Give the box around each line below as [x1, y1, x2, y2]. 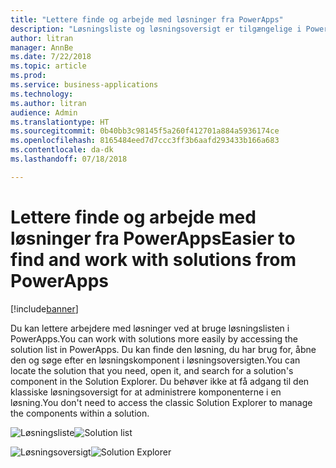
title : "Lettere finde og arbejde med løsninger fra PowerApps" [10, 14, 284, 25]
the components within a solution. [10, 407, 150, 419]
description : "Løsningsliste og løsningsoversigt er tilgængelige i [10, 24, 302, 34]
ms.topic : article [10, 61, 87, 71]
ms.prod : [10, 71, 47, 81]
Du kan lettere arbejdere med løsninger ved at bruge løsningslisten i [10, 322, 290, 334]
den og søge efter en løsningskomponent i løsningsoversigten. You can [10, 354, 301, 366]
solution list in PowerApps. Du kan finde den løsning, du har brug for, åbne [10, 343, 317, 355]
